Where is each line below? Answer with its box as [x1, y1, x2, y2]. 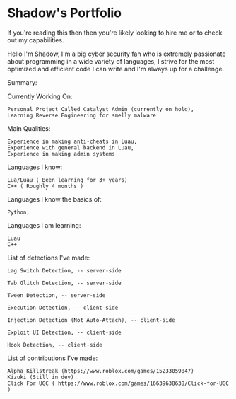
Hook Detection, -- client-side [7, 341, 102, 348]
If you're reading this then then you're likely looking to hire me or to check [7, 28, 223, 37]
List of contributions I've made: [7, 354, 98, 362]
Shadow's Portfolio [7, 5, 122, 21]
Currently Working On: [7, 92, 73, 100]
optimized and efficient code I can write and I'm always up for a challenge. [7, 64, 225, 73]
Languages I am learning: [7, 221, 81, 229]
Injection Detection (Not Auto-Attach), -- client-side [7, 316, 175, 323]
